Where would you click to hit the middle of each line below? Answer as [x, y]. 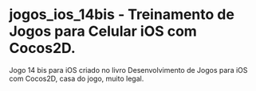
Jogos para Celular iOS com [103, 31]
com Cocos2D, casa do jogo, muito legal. [77, 78]
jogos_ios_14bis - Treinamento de [122, 15]
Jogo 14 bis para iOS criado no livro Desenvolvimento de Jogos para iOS [128, 70]
